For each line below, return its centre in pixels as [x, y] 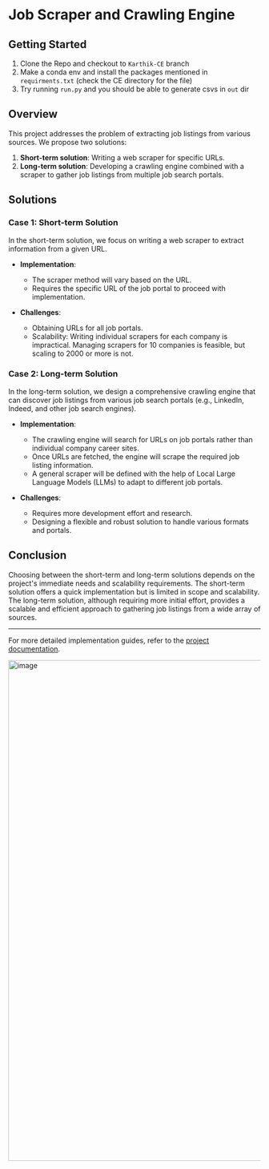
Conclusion [38, 556]
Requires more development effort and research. [112, 513]
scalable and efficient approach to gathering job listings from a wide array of [134, 609]
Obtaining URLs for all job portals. [87, 328]
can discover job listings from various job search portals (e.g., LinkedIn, [126, 400]
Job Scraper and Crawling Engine [122, 15]
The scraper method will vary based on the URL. [112, 280]
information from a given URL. [58, 248]
